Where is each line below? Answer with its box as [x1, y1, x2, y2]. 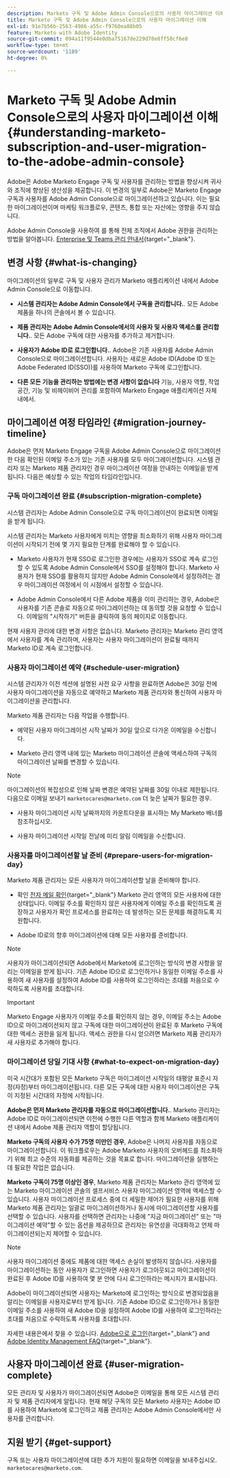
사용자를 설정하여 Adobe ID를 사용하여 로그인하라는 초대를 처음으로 [32, 976, 213, 985]
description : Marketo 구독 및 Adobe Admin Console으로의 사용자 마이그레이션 [7, 10, 213, 17]
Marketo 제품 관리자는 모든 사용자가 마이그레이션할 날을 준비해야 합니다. [7, 876, 201, 884]
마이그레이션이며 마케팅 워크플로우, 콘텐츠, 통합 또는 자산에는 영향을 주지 [14, 203, 208, 211]
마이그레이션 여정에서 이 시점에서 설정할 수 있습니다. [24, 580, 164, 589]
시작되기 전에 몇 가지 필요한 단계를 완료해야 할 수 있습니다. [25, 540, 181, 548]
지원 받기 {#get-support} [7, 1436, 112, 1448]
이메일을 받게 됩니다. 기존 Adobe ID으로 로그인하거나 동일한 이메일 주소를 [19, 967, 216, 976]
